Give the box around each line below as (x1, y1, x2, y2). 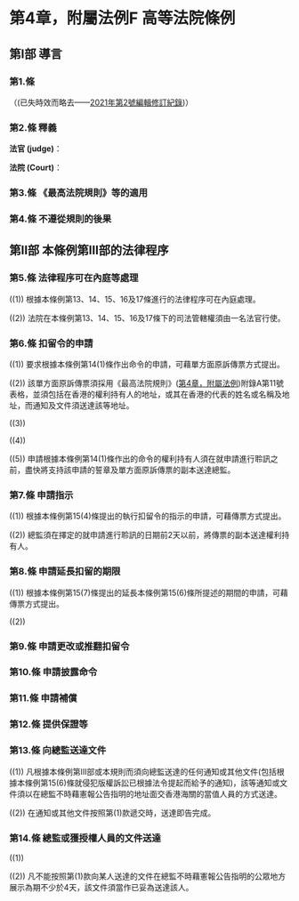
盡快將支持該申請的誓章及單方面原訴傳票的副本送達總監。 (24, 464, 236, 475)
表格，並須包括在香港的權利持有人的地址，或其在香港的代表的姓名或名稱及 (9, 389, 282, 399)
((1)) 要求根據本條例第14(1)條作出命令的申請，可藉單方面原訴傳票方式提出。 (9, 359, 285, 369)
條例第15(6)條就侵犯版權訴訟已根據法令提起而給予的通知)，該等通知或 (24, 777, 280, 788)
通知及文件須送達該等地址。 (32, 400, 134, 410)
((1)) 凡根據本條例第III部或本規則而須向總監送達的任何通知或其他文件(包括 (9, 766, 278, 776)
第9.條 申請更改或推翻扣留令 (9, 640, 130, 652)
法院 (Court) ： (9, 162, 62, 173)
